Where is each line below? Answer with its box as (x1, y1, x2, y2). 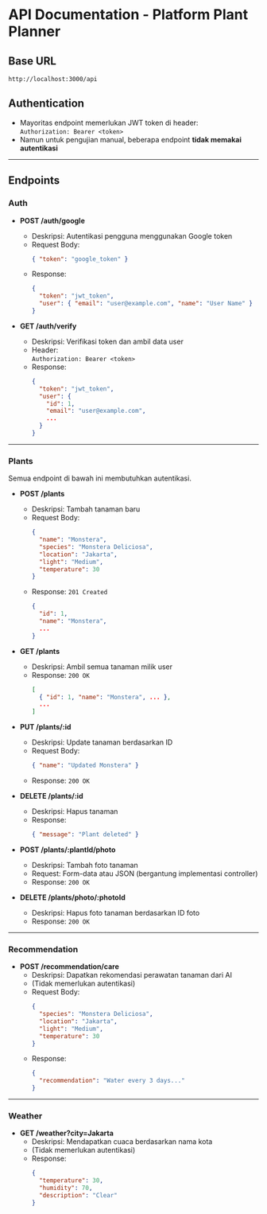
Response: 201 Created (31, 587, 108, 597)
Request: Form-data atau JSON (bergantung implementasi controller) (31, 869, 258, 878)
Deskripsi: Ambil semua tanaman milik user (31, 662, 173, 671)
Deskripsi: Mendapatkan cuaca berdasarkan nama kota (31, 1137, 213, 1146)
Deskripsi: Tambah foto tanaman (31, 860, 138, 870)
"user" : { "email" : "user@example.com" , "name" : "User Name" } (38, 300, 253, 308)
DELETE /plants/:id (19, 792, 83, 801)
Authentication (8, 97, 85, 111)
